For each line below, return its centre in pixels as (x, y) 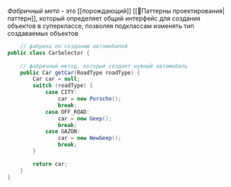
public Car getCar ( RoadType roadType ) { (80, 73)
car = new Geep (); (85, 119)
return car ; (51, 164)
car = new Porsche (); (89, 99)
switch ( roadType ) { (63, 86)
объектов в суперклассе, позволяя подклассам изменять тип (101, 26)
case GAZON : (63, 132)
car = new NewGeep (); (89, 138)
